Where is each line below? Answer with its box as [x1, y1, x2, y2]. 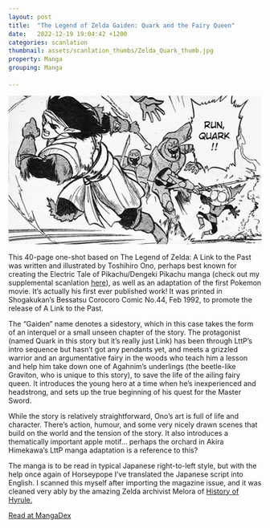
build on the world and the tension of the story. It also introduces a [8, 428, 229, 437]
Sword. [8, 396, 32, 405]
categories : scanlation [8, 39, 88, 47]
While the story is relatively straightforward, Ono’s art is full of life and [8, 411, 239, 420]
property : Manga [8, 55, 63, 63]
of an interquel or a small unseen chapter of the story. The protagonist [8, 327, 241, 337]
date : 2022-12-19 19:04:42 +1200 [8, 30, 128, 38]
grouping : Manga [8, 64, 63, 72]
